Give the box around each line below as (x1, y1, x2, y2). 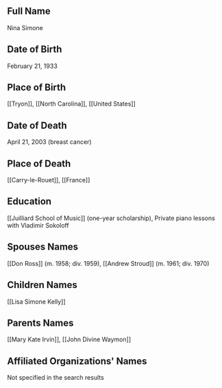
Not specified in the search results (7, 374, 104, 382)
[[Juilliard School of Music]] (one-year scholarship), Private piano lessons (7, 214, 216, 222)
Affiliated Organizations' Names (7, 355, 147, 367)
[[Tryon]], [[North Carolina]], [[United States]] (7, 99, 136, 108)
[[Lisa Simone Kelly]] (7, 298, 66, 306)
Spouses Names (7, 241, 79, 253)
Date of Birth (7, 44, 62, 56)
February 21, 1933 (7, 62, 58, 70)
